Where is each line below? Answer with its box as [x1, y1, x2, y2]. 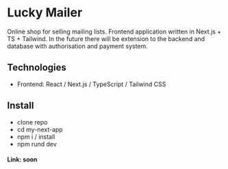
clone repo [16, 118, 48, 126]
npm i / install [16, 132, 55, 141]
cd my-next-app [16, 125, 63, 133]
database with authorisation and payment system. [7, 42, 149, 50]
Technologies [7, 62, 67, 73]
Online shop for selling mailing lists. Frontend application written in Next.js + [7, 27, 222, 36]
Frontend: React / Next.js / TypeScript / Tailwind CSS [16, 80, 166, 88]
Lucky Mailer [7, 5, 83, 21]
